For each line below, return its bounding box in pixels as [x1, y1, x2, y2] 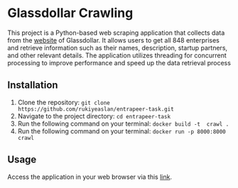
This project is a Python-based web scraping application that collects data [7, 28, 225, 37]
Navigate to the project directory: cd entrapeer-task [17, 111, 171, 120]
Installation [7, 79, 58, 92]
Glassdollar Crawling [7, 5, 134, 21]
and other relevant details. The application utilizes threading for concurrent [7, 51, 227, 60]
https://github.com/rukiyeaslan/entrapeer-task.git [17, 105, 174, 113]
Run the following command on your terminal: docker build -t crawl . [17, 119, 229, 128]
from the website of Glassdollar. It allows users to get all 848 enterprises [7, 35, 220, 44]
